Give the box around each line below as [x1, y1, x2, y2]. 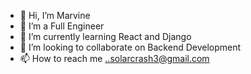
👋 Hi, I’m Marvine [19, 10, 91, 21]
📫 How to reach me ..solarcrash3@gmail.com [19, 53, 210, 64]
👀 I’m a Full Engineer [19, 20, 105, 32]
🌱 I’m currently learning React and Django [19, 31, 192, 42]
